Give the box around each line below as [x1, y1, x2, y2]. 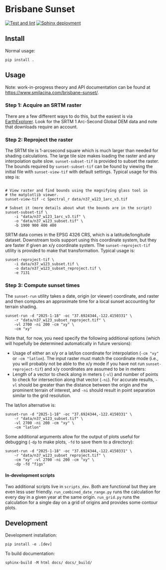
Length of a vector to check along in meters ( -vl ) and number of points [12, 372, 159, 378]
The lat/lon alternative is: [5, 402, 56, 408]
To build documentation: [5, 551, 55, 557]
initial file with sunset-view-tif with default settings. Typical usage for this [5, 169, 158, 175]
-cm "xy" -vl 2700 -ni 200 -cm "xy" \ [14, 457, 94, 462]
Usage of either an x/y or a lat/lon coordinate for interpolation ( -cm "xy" [12, 350, 159, 356]
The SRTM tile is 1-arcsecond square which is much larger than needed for [5, 148, 159, 154]
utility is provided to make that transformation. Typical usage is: [5, 248, 135, 254]
